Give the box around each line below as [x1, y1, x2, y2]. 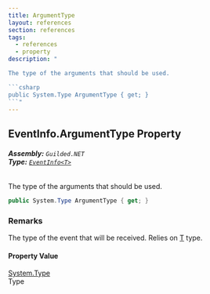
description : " [8, 56, 58, 64]
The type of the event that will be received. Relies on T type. [8, 233, 203, 243]
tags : [8, 33, 26, 42]
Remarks [8, 215, 43, 226]
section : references [8, 26, 76, 34]
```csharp [8, 83, 41, 91]
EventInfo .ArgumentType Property [8, 127, 182, 140]
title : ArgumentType [8, 11, 76, 20]
